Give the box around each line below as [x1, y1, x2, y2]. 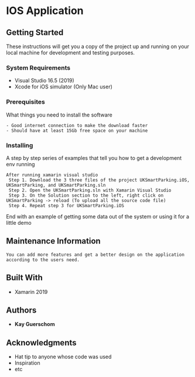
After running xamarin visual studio [6, 172, 98, 178]
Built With [6, 273, 43, 283]
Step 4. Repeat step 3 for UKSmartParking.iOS [8, 203, 125, 208]
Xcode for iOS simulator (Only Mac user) [14, 83, 113, 90]
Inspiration [14, 359, 40, 366]
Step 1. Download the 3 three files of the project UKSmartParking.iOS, [8, 177, 190, 183]
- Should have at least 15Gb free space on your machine [6, 128, 148, 133]
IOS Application [6, 4, 84, 18]
